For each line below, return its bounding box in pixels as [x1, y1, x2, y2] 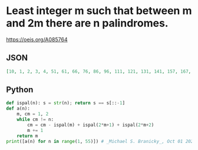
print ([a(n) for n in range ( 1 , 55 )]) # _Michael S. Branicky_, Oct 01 [6, 138, 183, 144]
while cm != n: [16, 117, 54, 122]
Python [6, 85, 34, 95]
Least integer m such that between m [6, 4, 192, 18]
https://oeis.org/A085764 [6, 36, 68, 43]
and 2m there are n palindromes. [6, 16, 169, 30]
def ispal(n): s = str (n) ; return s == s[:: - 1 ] [6, 100, 126, 106]
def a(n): [6, 105, 31, 112]
